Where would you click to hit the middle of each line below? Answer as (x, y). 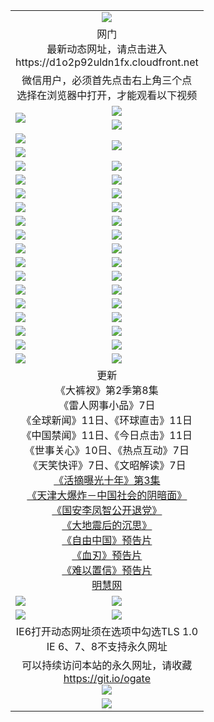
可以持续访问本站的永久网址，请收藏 (107, 665)
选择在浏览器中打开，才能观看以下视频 (107, 95)
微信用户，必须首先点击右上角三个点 (107, 80)
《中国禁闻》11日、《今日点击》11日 (107, 435)
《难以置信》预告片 (107, 570)
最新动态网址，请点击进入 (107, 49)
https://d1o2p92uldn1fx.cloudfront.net (107, 62)
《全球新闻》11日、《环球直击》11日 (107, 420)
